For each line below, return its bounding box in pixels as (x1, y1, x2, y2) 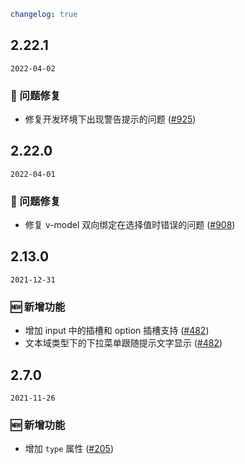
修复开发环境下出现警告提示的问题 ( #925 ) (24, 113, 197, 125)
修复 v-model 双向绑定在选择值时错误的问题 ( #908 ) (24, 219, 236, 231)
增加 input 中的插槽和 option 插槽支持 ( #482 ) (24, 325, 210, 337)
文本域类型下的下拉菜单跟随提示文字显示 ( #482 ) (24, 337, 223, 349)
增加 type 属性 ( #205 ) (24, 443, 115, 455)
